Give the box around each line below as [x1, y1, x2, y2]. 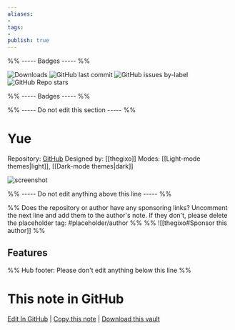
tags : [7, 24, 24, 31]
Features [7, 247, 48, 259]
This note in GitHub [7, 291, 124, 307]
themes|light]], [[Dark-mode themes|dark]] [7, 162, 134, 171]
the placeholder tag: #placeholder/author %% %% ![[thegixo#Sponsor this [7, 219, 227, 227]
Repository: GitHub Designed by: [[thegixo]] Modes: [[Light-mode [7, 154, 201, 163]
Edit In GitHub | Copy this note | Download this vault [7, 314, 161, 323]
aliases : [7, 10, 34, 18]
